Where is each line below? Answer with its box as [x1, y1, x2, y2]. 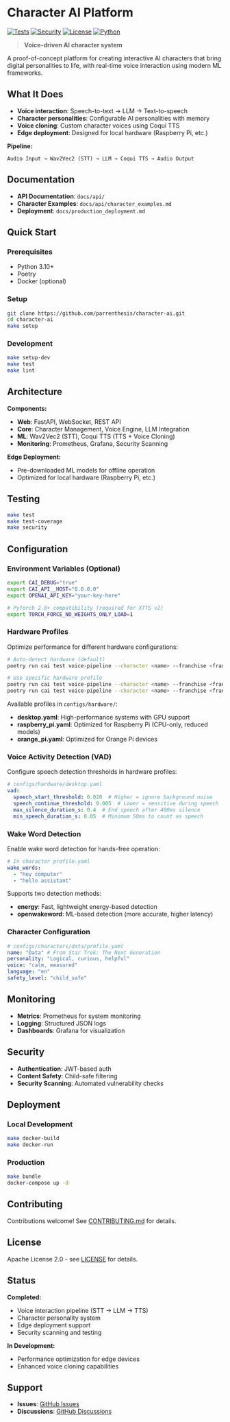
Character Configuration [7, 927, 90, 937]
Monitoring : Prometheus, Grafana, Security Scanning [16, 439, 168, 447]
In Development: [7, 1341, 55, 1349]
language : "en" [7, 969, 51, 975]
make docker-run [7, 1141, 53, 1148]
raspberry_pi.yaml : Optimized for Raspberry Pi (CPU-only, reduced [16, 720, 208, 728]
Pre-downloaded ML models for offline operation [16, 466, 155, 474]
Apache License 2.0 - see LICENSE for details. [7, 1255, 138, 1263]
